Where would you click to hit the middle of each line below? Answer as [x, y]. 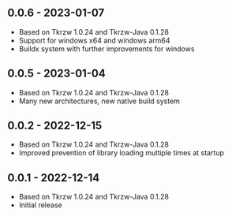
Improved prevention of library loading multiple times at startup [121, 153]
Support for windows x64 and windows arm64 [94, 40]
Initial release [40, 205]
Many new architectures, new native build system [99, 101]
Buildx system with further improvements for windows [107, 48]
